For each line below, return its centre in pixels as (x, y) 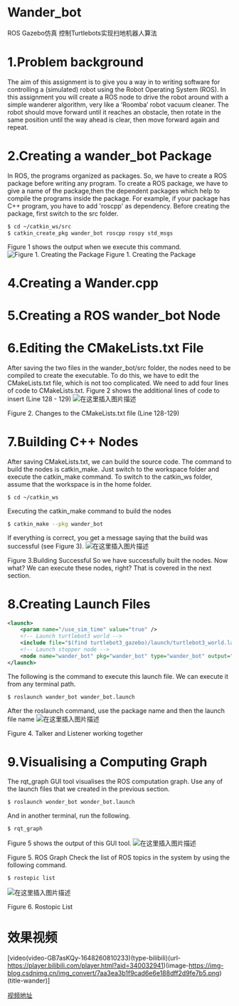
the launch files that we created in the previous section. (89, 789)
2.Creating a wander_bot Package (110, 156)
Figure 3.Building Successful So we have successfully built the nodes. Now (118, 560)
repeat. (18, 127)
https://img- (206, 965)
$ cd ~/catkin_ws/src (39, 226)
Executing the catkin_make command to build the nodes (90, 511)
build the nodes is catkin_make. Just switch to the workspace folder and (113, 469)
